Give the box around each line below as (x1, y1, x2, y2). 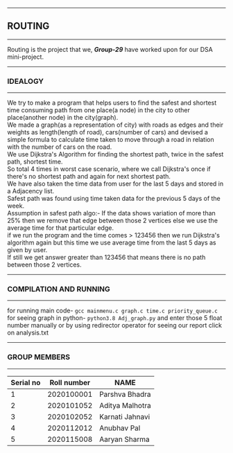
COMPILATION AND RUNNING (7, 285, 110, 294)
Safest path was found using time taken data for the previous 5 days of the (7, 195, 221, 203)
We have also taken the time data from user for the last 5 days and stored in (7, 179, 224, 188)
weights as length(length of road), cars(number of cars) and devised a (7, 128, 208, 136)
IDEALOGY (7, 76, 44, 86)
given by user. (7, 246, 48, 254)
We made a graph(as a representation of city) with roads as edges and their (7, 121, 224, 129)
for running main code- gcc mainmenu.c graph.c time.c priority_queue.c (7, 306, 218, 315)
